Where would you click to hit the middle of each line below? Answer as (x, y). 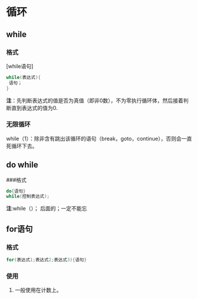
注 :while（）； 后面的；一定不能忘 (47, 209)
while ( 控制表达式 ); (28, 196)
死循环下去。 (22, 146)
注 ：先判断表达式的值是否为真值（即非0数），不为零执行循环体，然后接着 (95, 100)
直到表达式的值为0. (34, 108)
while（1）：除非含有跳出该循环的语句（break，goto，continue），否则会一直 (99, 138)
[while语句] (20, 66)
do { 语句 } (16, 191)
